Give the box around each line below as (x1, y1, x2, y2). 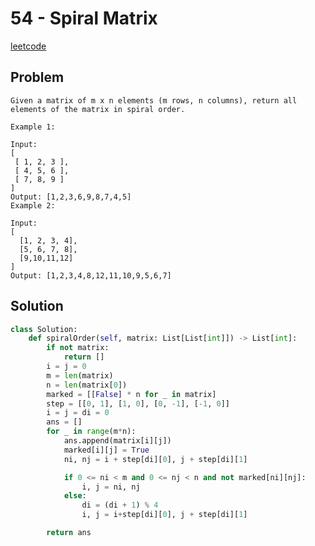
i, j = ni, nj (81, 482, 141, 492)
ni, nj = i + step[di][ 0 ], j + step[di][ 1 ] (63, 454, 248, 464)
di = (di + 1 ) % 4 (81, 500, 159, 511)
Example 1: (10, 122, 56, 132)
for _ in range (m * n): (46, 427, 137, 437)
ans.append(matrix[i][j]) (63, 436, 172, 446)
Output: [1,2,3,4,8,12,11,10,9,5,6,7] (10, 270, 172, 281)
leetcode (10, 40, 47, 52)
